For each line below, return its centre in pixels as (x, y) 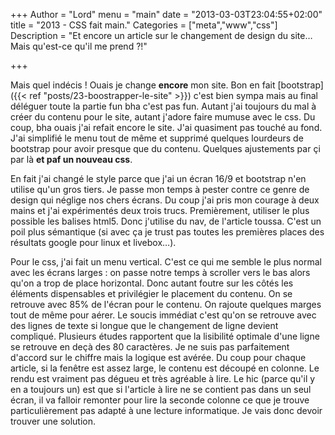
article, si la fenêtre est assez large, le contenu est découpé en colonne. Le (165, 368)
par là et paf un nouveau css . (71, 159)
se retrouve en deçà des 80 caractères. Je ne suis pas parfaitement (150, 347)
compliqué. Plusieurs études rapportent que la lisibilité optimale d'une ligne (165, 336)
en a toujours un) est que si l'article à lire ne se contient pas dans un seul (161, 389)
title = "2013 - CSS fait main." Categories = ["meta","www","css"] (144, 25)
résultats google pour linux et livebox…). (93, 242)
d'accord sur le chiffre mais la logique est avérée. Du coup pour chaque (158, 357)
